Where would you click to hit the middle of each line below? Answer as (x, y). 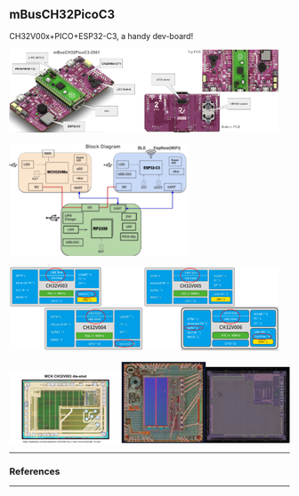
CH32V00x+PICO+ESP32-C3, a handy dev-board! (101, 36)
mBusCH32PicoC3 (62, 15)
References (35, 471)
